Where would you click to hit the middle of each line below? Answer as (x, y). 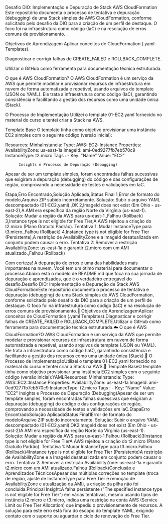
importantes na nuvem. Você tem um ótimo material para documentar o (79, 268)
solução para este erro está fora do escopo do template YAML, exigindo (79, 510)
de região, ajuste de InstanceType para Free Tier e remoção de (70, 479)
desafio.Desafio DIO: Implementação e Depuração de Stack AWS (72, 284)
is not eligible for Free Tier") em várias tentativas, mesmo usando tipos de (81, 495)
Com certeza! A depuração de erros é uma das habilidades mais (71, 263)
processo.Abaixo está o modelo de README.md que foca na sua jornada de (83, 274)
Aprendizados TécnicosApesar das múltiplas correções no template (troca (82, 473)
